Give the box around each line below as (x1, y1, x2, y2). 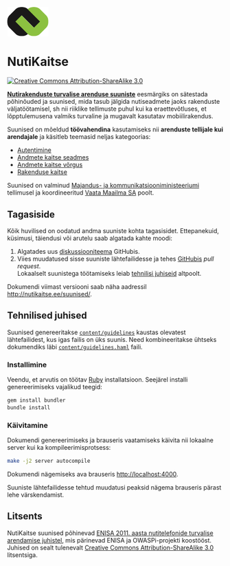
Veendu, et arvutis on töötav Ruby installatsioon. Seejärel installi (7, 375, 188, 384)
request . (16, 261, 41, 270)
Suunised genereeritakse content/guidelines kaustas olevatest (7, 328, 187, 336)
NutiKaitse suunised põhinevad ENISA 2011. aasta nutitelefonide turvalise (7, 529, 214, 537)
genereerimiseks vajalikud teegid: (7, 383, 103, 391)
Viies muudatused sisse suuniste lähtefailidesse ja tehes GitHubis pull (16, 254, 214, 263)
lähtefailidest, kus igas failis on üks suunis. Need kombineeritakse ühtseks (7, 335, 217, 343)
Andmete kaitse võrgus (16, 161, 83, 169)
